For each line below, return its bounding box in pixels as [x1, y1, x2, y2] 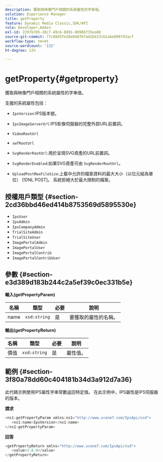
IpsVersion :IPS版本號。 [12, 111, 59, 116]
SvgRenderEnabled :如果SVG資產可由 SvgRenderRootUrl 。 [12, 160, 123, 166]
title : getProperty [5, 16, 45, 21]
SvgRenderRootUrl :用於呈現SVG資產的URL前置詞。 [12, 150, 113, 156]
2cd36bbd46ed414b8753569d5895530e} [5, 200, 137, 209]
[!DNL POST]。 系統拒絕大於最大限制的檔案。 [21, 177, 113, 183]
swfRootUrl [12, 141, 35, 146]
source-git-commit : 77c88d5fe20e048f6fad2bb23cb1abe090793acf [5, 35, 134, 39]
